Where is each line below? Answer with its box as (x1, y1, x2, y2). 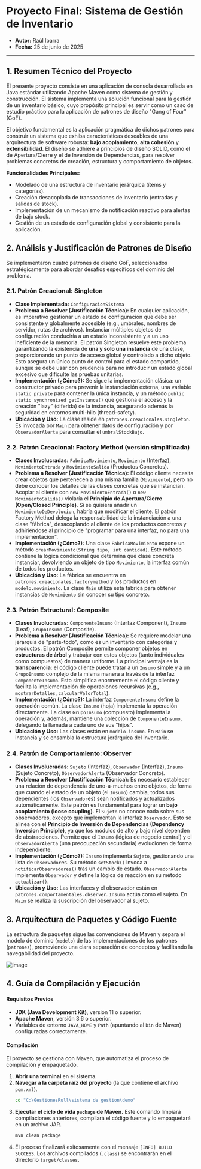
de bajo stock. (14, 213, 50, 220)
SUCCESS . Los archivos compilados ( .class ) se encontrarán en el (14, 1150, 172, 1157)
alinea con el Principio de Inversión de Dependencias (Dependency (14, 820, 185, 827)
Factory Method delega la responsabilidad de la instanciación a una (14, 514, 182, 521)
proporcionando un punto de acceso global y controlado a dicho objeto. (14, 351, 193, 359)
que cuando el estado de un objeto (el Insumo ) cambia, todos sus (14, 788, 175, 795)
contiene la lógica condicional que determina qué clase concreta (14, 553, 175, 560)
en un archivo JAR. (14, 1121, 62, 1128)
